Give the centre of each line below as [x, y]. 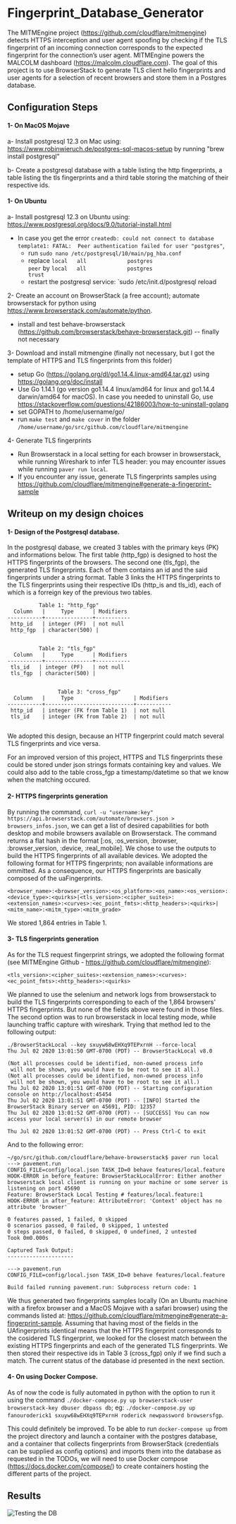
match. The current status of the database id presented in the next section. [116, 1360]
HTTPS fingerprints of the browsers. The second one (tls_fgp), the [104, 563]
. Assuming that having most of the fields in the [130, 1323]
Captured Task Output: [41, 1250]
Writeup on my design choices [76, 514]
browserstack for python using [52, 303]
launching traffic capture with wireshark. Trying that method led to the [109, 1024]
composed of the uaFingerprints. [55, 878]
